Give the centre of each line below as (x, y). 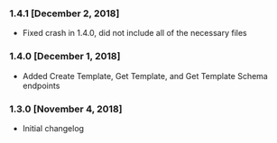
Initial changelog (53, 128)
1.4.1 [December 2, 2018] (65, 13)
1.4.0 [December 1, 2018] (65, 57)
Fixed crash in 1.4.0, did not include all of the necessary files (134, 33)
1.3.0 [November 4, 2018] (66, 109)
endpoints (41, 85)
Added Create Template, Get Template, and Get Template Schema (145, 76)
